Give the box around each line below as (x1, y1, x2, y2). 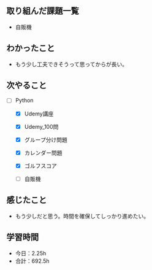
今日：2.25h (15, 249, 47, 256)
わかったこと (6, 43, 55, 53)
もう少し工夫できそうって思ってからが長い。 (15, 60, 127, 67)
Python (15, 97, 34, 104)
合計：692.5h (15, 257, 50, 264)
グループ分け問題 (24, 136, 67, 143)
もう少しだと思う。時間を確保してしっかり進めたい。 (15, 212, 150, 220)
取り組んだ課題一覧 (6, 6, 79, 17)
